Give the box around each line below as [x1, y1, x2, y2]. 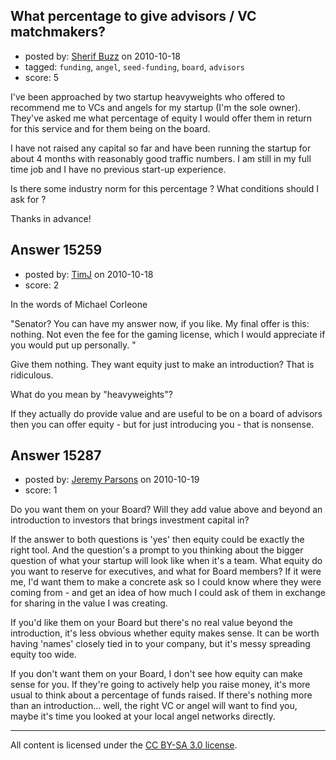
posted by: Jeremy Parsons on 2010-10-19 [24, 474, 200, 486]
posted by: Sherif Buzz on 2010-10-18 [24, 50, 181, 62]
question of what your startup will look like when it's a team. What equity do [10, 555, 323, 567]
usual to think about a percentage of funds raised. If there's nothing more [10, 689, 313, 701]
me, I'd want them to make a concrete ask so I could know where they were [10, 576, 322, 588]
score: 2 [24, 279, 60, 291]
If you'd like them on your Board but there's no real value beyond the [10, 617, 294, 629]
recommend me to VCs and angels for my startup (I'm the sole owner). [10, 101, 302, 113]
